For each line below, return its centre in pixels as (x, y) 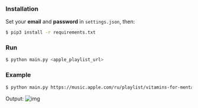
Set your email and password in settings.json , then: (70, 22)
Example (18, 75)
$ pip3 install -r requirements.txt (51, 32)
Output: (15, 99)
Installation (22, 9)
